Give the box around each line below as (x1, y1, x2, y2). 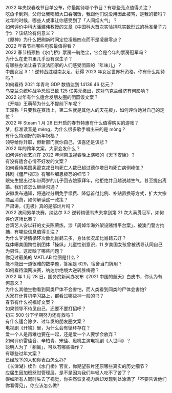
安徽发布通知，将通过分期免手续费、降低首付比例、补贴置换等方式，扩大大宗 (5, 190, 167, 196)
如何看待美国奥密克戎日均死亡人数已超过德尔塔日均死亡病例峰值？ (5, 164, 144, 171)
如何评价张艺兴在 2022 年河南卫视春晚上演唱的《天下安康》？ (5, 152, 136, 158)
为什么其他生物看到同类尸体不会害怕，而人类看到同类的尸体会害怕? (5, 286, 147, 292)
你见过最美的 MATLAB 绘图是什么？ (5, 254, 80, 260)
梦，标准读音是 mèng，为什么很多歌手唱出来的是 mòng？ (5, 126, 126, 132)
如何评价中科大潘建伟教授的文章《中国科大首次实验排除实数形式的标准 (5, 24, 154, 30)
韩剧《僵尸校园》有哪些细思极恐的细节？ (5, 171, 91, 177)
